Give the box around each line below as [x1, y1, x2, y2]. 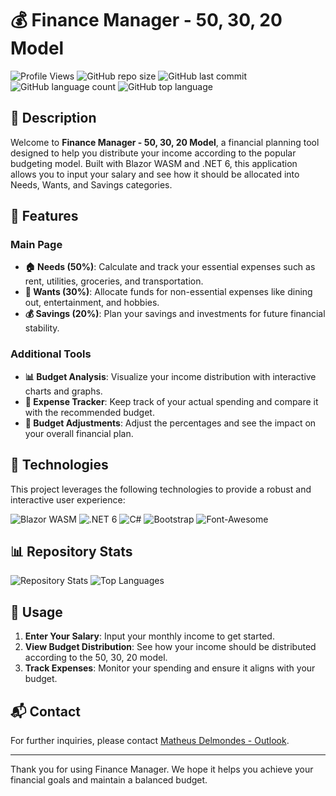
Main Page [10, 238, 63, 252]
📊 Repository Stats [10, 543, 133, 560]
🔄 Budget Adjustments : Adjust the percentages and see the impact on [24, 417, 317, 429]
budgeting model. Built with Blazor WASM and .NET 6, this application [10, 157, 298, 169]
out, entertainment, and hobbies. [24, 297, 160, 309]
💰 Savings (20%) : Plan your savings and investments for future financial [24, 308, 326, 320]
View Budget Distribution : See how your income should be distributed [24, 641, 317, 653]
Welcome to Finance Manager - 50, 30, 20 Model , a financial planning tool [10, 136, 320, 148]
